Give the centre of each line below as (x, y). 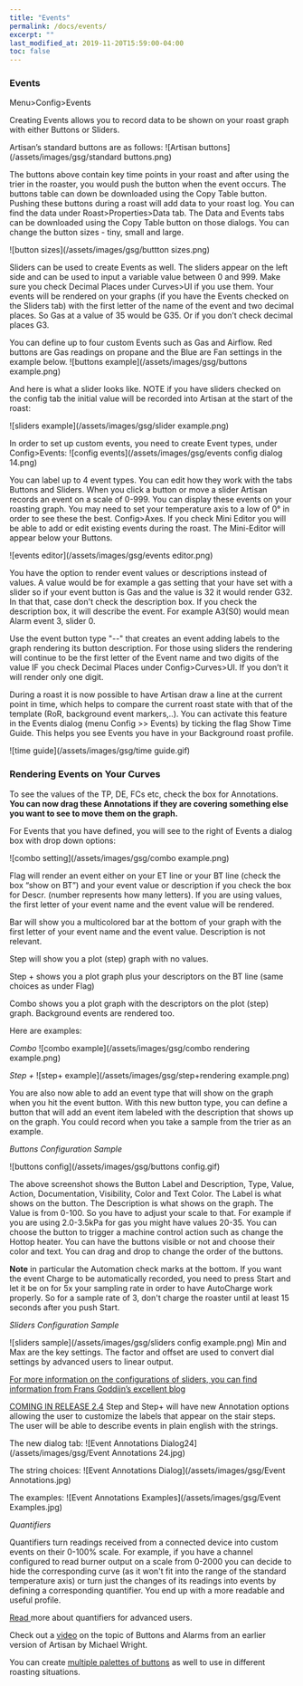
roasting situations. (45, 1672)
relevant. (26, 941)
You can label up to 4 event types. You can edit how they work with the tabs (151, 480)
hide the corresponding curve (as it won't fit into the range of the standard (148, 1571)
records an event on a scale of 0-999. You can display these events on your (151, 500)
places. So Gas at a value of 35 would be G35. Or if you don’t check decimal (151, 316)
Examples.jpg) (36, 1507)
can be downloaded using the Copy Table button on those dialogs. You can (149, 223)
